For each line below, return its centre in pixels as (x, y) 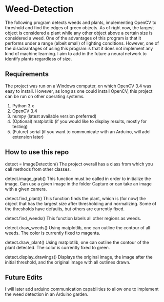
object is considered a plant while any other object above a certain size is (79, 33)
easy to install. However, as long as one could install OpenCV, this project (79, 91)
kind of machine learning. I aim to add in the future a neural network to (76, 53)
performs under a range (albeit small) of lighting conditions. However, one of (82, 43)
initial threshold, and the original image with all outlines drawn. (68, 262)
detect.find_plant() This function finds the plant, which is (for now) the (76, 198)
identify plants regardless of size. (39, 59)
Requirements (27, 74)
